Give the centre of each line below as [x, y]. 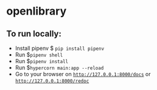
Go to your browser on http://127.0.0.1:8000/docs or [83, 74]
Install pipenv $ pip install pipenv [60, 48]
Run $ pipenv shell [39, 55]
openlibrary [37, 11]
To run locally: [34, 34]
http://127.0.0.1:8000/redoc [52, 81]
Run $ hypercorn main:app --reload [59, 67]
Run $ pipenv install [42, 61]
